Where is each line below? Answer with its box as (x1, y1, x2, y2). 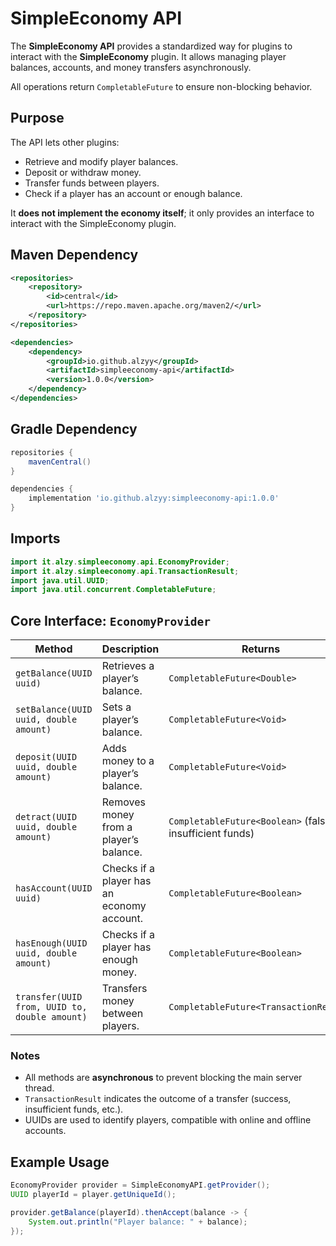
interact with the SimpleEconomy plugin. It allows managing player (10, 50, 287, 62)
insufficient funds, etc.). (24, 1103, 124, 1116)
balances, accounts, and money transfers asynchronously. (10, 61, 252, 73)
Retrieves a (101, 659, 155, 673)
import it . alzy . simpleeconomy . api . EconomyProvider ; (10, 557, 230, 567)
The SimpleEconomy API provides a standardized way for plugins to (10, 40, 293, 52)
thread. (24, 1082, 55, 1094)
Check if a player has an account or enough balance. (24, 187, 243, 199)
